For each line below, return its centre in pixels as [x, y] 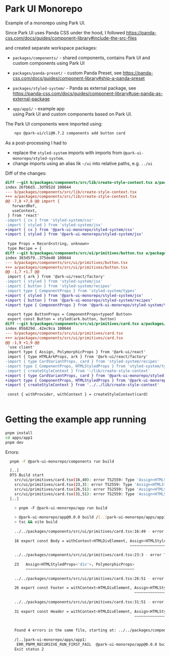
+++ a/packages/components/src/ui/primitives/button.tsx [67, 267]
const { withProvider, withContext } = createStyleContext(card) [78, 395]
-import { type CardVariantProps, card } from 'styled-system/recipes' [82, 362]
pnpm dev [14, 442]
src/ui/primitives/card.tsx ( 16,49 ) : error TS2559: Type [75, 480]
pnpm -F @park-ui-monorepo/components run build [62, 461]
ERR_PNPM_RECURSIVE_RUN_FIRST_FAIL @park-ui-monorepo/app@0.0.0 [87, 644]
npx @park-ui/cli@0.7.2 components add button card [70, 133]
